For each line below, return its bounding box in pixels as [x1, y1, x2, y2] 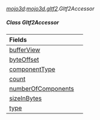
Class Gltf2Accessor [6, 19, 59, 26]
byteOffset [9, 55, 40, 63]
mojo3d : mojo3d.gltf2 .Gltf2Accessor [6, 5, 95, 12]
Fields [9, 35, 27, 44]
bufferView [9, 45, 41, 54]
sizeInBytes [9, 94, 42, 102]
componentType [9, 65, 56, 73]
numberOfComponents [9, 84, 74, 93]
